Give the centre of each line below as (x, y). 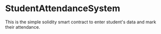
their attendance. (23, 27)
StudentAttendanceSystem (63, 8)
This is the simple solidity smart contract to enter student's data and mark (81, 22)
